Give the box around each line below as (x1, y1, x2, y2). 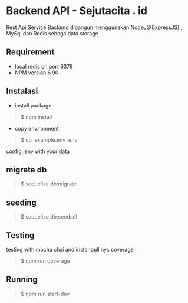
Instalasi (6, 86, 38, 96)
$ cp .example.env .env (20, 136, 78, 143)
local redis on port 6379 (14, 63, 73, 70)
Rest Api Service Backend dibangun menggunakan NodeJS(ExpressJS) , (6, 24, 183, 31)
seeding (6, 197, 37, 207)
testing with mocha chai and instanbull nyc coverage (6, 246, 134, 253)
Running (6, 275, 38, 285)
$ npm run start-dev (20, 290, 70, 297)
